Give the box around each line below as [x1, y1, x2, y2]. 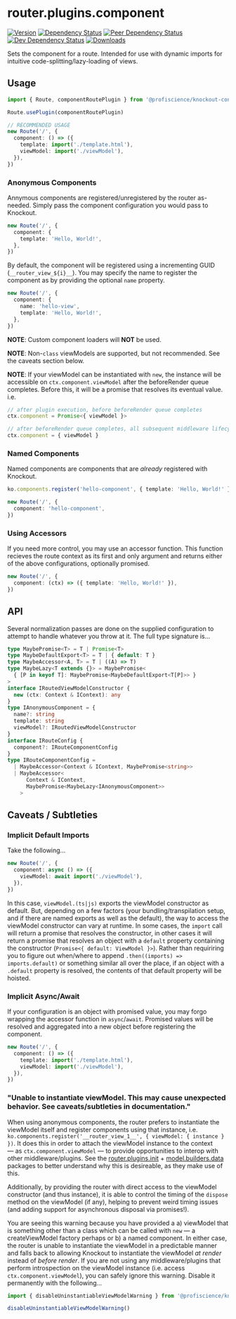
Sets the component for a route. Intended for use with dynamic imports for [7, 49, 223, 58]
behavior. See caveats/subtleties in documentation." [7, 1102, 191, 1112]
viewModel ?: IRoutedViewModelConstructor [13, 724, 137, 731]
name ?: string [13, 711, 55, 718]
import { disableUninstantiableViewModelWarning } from [7, 1292, 174, 1299]
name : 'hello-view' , [20, 303, 80, 310]
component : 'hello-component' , [13, 505, 105, 513]
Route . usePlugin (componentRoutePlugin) [7, 109, 124, 116]
